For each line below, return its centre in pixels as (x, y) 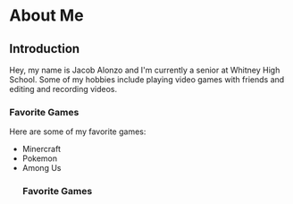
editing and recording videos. (63, 89)
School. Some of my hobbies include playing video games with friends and (147, 80)
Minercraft (41, 149)
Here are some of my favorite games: (78, 132)
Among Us (42, 168)
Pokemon (40, 158)
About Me (46, 16)
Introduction (45, 49)
